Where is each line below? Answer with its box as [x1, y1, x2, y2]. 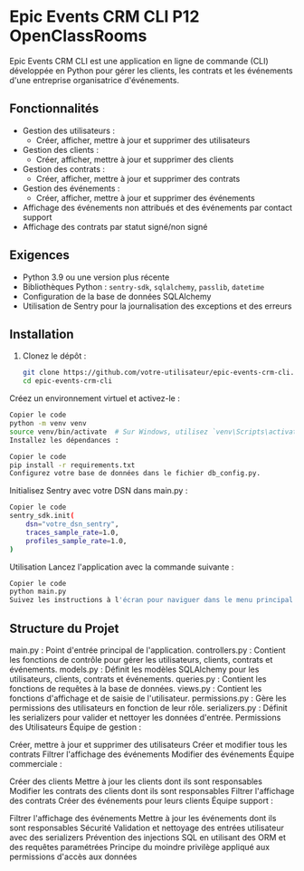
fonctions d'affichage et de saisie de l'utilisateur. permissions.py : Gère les [9, 693, 287, 703]
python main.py [9, 587, 67, 597]
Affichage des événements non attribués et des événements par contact [22, 202, 292, 213]
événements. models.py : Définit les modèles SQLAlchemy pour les [9, 664, 260, 675]
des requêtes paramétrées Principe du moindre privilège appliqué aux [9, 841, 270, 852]
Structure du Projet [9, 620, 119, 636]
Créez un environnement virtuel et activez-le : [9, 393, 181, 404]
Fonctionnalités [9, 101, 100, 117]
